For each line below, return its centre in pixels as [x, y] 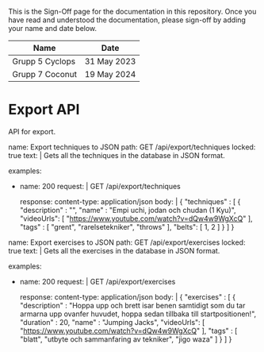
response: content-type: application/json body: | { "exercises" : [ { [128, 296]
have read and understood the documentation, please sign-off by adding [127, 20]
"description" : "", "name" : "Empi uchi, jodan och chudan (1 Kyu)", [128, 210]
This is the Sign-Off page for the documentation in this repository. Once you [132, 12]
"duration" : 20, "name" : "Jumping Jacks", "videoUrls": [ [112, 322]
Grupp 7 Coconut [45, 74]
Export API [44, 110]
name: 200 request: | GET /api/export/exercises [98, 281]
